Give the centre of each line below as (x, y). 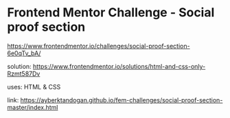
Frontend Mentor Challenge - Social (111, 13)
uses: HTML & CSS (34, 87)
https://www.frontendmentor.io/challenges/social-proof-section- (99, 46)
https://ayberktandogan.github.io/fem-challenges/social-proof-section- (122, 100)
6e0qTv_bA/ (24, 53)
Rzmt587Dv (24, 74)
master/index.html (33, 107)
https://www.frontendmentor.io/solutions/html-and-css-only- (119, 66)
